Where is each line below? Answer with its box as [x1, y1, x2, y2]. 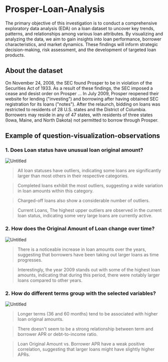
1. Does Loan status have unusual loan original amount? [5, 147, 143, 154]
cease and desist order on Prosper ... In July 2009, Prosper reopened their [5, 90, 159, 96]
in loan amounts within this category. [17, 188, 94, 194]
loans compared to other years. [17, 277, 83, 283]
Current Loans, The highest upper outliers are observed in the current [17, 207, 162, 213]
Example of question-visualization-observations [5, 132, 160, 140]
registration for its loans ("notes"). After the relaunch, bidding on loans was [5, 101, 160, 107]
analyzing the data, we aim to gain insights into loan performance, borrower [5, 36, 161, 42]
